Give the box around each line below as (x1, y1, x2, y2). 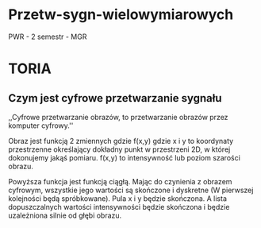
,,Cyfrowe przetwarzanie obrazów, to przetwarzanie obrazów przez (8, 112, 228, 122)
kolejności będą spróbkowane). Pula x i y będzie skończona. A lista (8, 193, 228, 203)
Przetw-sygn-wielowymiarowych (8, 6, 234, 24)
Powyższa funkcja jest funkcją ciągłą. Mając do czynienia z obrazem (8, 176, 232, 186)
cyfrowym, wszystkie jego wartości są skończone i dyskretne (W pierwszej (8, 185, 254, 195)
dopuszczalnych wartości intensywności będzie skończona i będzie (8, 202, 230, 211)
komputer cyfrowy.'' (8, 121, 74, 130)
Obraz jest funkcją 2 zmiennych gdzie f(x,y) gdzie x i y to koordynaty (8, 136, 234, 145)
